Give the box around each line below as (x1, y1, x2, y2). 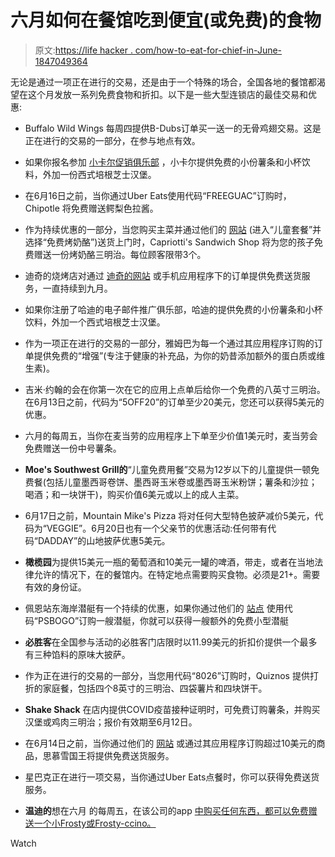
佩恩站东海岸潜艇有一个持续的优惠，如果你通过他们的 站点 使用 (24, 602, 285, 614)
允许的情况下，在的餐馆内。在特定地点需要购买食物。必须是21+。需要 (33, 568, 321, 580)
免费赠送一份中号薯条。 (24, 442, 122, 454)
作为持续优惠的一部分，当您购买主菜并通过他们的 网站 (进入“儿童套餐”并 (24, 223, 322, 235)
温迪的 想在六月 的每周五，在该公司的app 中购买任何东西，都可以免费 (24, 804, 309, 816)
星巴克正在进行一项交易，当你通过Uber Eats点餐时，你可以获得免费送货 (24, 771, 320, 783)
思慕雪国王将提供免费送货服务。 (42, 749, 175, 761)
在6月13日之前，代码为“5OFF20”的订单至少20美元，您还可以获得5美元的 (24, 396, 325, 408)
